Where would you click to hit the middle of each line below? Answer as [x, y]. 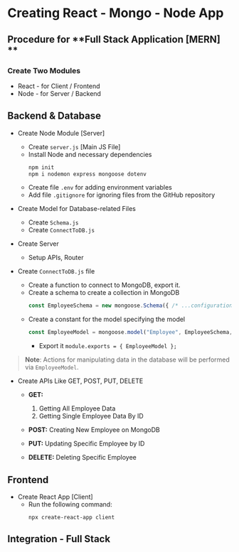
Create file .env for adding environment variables [100, 188]
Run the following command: [70, 504]
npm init [41, 167]
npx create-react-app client [71, 517]
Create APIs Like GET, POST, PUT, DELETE [80, 381]
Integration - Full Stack [59, 539]
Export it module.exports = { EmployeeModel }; [108, 346]
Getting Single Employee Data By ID [91, 416]
